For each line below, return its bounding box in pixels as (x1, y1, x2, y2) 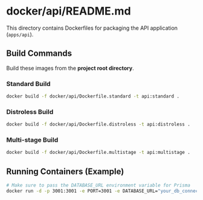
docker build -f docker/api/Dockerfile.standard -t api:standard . (6, 93, 180, 99)
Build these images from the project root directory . (6, 64, 134, 72)
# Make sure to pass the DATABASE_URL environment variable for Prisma (6, 182, 190, 188)
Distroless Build (6, 107, 54, 116)
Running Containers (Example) (6, 166, 124, 176)
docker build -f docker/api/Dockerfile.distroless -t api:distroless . (6, 121, 190, 128)
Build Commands (6, 48, 72, 59)
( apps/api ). (6, 30, 34, 38)
